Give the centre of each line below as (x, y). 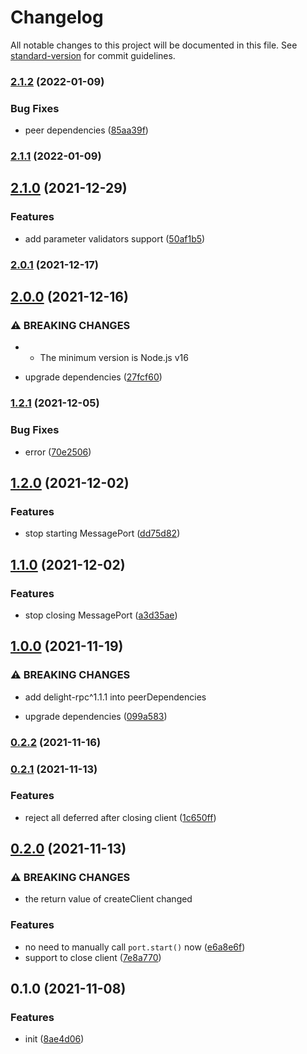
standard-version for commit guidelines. (93, 55)
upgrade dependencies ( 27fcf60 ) (93, 377)
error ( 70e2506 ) (58, 452)
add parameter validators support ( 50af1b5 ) (115, 238)
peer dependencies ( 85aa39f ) (86, 130)
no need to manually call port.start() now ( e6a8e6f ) (135, 947)
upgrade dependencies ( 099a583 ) (96, 716)
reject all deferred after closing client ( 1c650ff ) (120, 817)
